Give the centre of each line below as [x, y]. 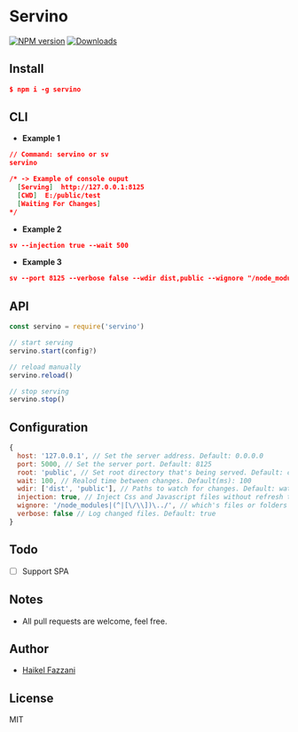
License [31, 698]
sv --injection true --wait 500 [69, 245]
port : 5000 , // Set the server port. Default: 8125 [115, 464]
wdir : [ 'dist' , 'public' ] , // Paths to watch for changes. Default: [146, 489]
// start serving [41, 343]
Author [29, 649]
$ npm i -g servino [45, 89]
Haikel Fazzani [49, 670]
